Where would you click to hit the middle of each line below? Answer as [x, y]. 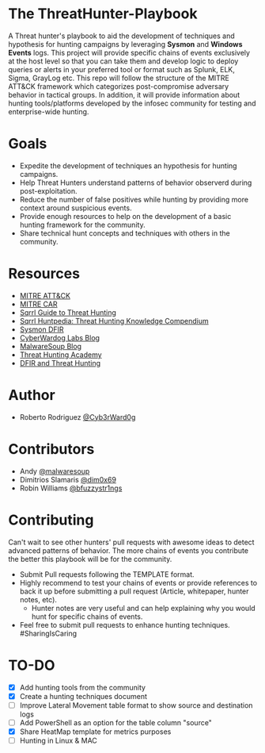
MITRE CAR [38, 304]
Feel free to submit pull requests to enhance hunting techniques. [125, 624]
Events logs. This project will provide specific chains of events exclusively [129, 52]
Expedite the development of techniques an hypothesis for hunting [128, 165]
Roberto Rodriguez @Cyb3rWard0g [78, 417]
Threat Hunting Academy [61, 355]
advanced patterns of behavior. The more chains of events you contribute [129, 550]
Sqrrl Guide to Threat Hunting [68, 312]
